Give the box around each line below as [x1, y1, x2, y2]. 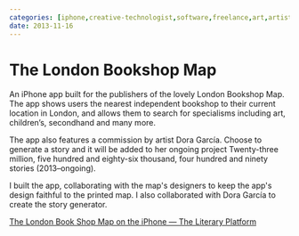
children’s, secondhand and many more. [9, 118, 157, 128]
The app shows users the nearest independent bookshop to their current [9, 99, 276, 110]
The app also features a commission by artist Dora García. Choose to [9, 134, 263, 145]
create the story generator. [9, 199, 108, 210]
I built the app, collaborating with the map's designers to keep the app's [9, 180, 272, 191]
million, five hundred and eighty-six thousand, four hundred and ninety [9, 153, 269, 165]
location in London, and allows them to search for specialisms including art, [9, 108, 287, 118]
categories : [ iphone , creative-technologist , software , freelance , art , [9, 12, 269, 22]
